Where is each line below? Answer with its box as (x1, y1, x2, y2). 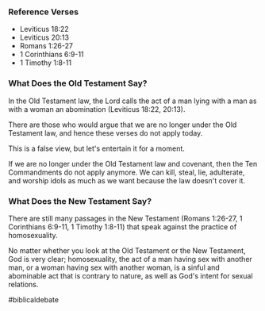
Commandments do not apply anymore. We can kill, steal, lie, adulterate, (8, 167, 245, 177)
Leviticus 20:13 (19, 33, 70, 42)
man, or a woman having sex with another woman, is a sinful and (8, 263, 220, 272)
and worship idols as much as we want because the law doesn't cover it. (8, 175, 246, 185)
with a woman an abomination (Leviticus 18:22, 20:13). (8, 104, 186, 113)
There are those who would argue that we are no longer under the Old (8, 120, 237, 129)
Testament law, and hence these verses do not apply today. (8, 128, 203, 137)
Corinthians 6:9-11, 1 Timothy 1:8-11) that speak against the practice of (8, 221, 237, 232)
